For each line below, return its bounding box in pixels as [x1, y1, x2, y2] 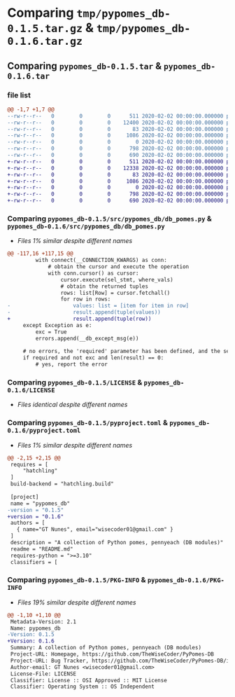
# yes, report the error [35, 361, 108, 368]
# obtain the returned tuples [60, 282, 149, 290]
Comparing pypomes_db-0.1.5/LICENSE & [7, 377, 143, 387]
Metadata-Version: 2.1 [10, 618, 77, 625]
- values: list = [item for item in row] [7, 303, 190, 310]
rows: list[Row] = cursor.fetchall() [60, 289, 171, 296]
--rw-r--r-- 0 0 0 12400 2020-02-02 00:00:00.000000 [7, 119, 224, 126]
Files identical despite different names [17, 401, 128, 409]
